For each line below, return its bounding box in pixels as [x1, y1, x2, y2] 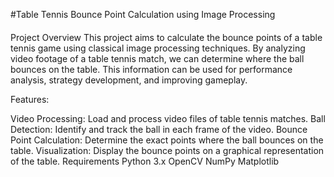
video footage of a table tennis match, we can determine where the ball [10, 52, 305, 64]
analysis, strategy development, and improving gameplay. [10, 74, 248, 86]
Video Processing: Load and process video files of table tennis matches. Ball [10, 112, 326, 124]
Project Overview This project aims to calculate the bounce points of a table [10, 31, 323, 43]
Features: [10, 93, 50, 105]
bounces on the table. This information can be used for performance [10, 63, 293, 75]
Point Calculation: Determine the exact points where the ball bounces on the [10, 134, 324, 146]
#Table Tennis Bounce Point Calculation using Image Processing [10, 9, 276, 20]
